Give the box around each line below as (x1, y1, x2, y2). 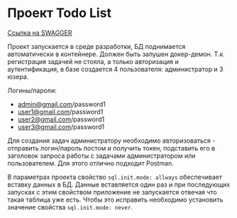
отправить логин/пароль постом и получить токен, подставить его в (7, 143, 215, 152)
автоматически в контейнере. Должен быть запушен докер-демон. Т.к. (7, 50, 226, 58)
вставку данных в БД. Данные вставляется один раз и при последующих (7, 180, 231, 189)
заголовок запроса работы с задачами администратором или (7, 151, 196, 160)
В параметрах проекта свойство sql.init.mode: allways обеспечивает (7, 173, 222, 181)
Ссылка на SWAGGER (7, 28, 72, 37)
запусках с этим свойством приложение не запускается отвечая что (7, 187, 218, 196)
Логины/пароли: (7, 86, 57, 94)
